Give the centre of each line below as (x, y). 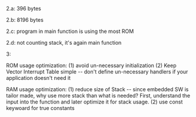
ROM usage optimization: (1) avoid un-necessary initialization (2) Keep (91, 65)
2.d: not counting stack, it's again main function (64, 43)
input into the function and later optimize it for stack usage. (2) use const (94, 102)
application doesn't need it (38, 78)
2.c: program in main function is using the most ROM (70, 31)
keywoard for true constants (40, 108)
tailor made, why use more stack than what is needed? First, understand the (98, 96)
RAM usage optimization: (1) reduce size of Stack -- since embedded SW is (97, 89)
